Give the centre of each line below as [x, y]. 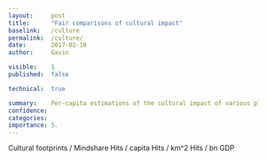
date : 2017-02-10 [48, 45]
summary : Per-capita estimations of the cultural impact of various [129, 103]
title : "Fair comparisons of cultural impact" [95, 23]
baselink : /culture [44, 30]
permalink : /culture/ [46, 38]
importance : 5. [33, 125]
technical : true [37, 88]
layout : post [37, 16]
